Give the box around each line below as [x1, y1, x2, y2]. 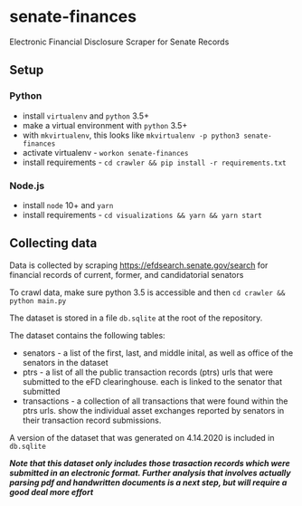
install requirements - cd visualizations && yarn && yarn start [22, 209, 262, 220]
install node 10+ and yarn [22, 199, 114, 210]
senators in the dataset [22, 357, 109, 368]
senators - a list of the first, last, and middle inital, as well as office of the [22, 347, 294, 358]
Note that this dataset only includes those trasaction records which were [9, 457, 291, 468]
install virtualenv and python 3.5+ [22, 110, 149, 121]
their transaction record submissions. [22, 415, 162, 425]
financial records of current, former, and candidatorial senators [9, 269, 244, 280]
